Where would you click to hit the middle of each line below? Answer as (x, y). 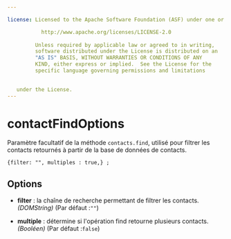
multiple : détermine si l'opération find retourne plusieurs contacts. (113, 221)
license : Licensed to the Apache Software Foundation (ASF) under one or (116, 19)
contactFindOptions (66, 123)
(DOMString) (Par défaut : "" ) (58, 208)
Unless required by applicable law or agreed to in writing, (125, 45)
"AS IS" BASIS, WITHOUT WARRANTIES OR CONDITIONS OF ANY (119, 58)
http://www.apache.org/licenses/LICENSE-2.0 (106, 32)
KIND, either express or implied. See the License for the (123, 64)
